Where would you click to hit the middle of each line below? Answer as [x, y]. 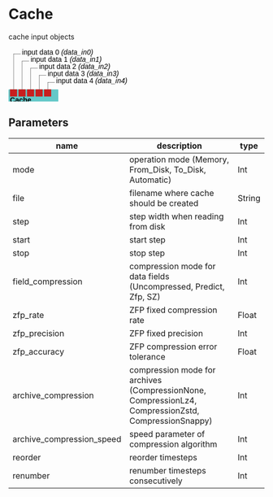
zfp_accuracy [39, 351]
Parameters [39, 123]
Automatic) [150, 180]
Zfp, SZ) [145, 296]
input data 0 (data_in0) [57, 52]
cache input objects [41, 37]
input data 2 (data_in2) [75, 66]
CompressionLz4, [163, 400]
